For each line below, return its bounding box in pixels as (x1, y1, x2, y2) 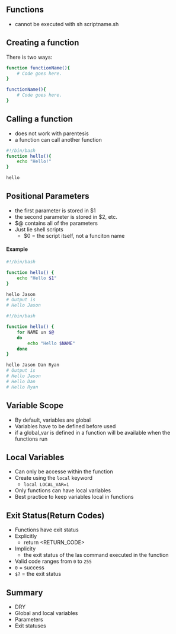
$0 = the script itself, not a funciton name (23, 232, 125, 239)
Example (6, 246, 28, 253)
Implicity (14, 545, 36, 552)
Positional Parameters (6, 191, 89, 201)
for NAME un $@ (17, 329, 55, 335)
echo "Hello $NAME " (27, 340, 76, 346)
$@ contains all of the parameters (14, 219, 98, 227)
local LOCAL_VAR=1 (23, 482, 69, 488)
